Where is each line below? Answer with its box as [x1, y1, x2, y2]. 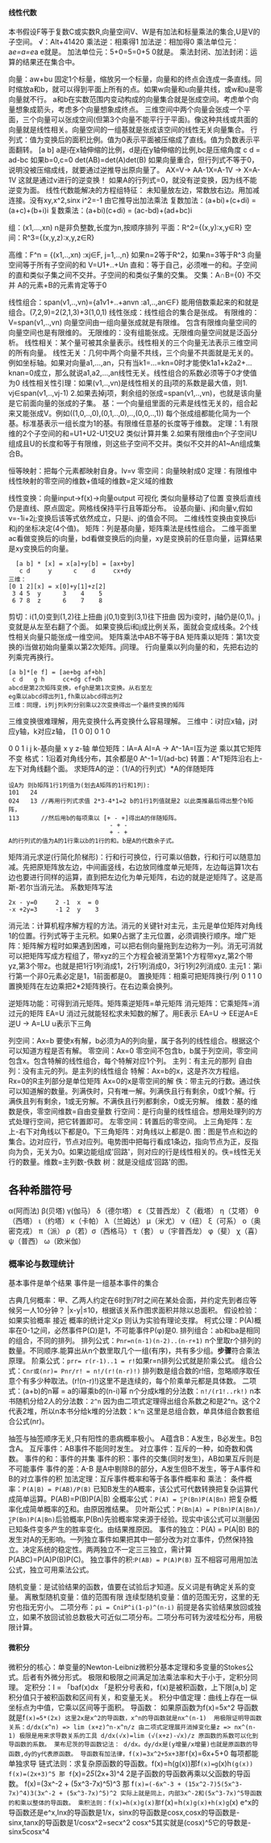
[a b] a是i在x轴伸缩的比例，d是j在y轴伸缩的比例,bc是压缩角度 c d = [38, 145, 261, 155]
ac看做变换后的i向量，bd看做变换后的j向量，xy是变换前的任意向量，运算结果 [8, 534, 263, 544]
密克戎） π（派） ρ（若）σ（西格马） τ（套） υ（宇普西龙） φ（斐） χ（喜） [8, 1226, 262, 1236]
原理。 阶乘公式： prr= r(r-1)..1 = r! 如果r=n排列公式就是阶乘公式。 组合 [8, 1356, 256, 1366]
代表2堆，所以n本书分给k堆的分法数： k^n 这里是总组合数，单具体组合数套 [8, 1406, 252, 1417]
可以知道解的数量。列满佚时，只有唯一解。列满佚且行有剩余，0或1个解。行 [8, 1086, 256, 1096]
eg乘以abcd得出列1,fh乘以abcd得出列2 [8, 693, 123, 701]
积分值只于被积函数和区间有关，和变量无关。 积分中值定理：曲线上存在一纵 [8, 1692, 258, 1702]
